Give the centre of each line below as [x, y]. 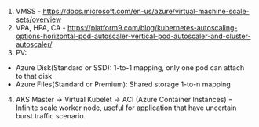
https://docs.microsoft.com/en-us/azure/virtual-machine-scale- [146, 11]
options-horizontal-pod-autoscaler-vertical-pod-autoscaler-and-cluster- [133, 36]
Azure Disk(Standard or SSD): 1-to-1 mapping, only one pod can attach [130, 68]
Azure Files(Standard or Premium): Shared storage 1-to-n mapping [123, 84]
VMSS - [28, 11]
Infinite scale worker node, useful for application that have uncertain [126, 108]
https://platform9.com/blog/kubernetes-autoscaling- [152, 28]
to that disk [34, 76]
